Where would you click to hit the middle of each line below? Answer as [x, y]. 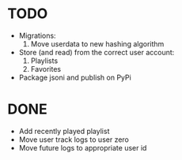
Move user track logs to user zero [74, 140]
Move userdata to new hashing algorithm [97, 43]
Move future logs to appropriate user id [83, 147]
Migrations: [37, 35]
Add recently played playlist [64, 131]
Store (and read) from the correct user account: [97, 52]
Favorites [45, 69]
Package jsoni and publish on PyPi [75, 77]
